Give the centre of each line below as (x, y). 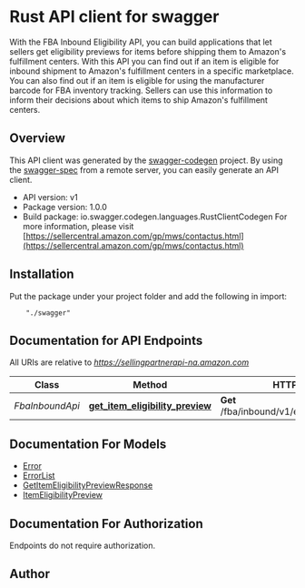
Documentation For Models (88, 444)
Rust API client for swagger (114, 17)
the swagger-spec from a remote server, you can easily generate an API (144, 169)
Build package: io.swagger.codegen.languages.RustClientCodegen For (155, 217)
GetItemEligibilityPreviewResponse (88, 485)
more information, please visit (78, 226)
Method (150, 385)
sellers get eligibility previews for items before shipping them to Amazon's (148, 51)
